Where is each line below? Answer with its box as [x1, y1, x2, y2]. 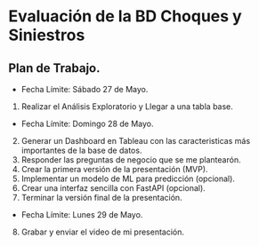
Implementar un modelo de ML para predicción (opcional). [20, 173, 235, 184]
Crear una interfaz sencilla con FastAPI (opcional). [20, 183, 206, 193]
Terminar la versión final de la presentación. [20, 193, 183, 202]
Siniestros [8, 25, 85, 45]
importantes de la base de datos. [20, 145, 142, 155]
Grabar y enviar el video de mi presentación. [20, 226, 184, 237]
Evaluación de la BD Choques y [8, 6, 242, 27]
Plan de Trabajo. [8, 60, 101, 75]
